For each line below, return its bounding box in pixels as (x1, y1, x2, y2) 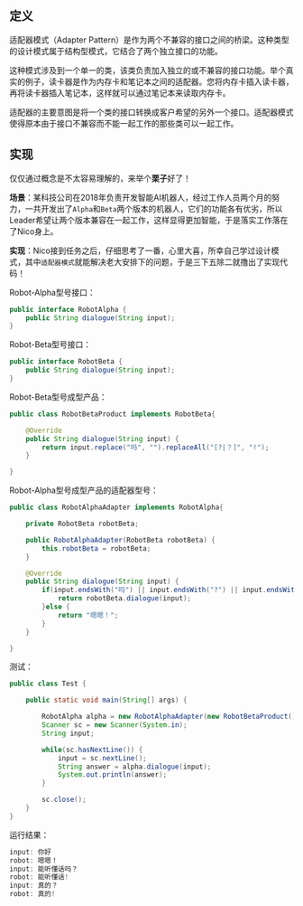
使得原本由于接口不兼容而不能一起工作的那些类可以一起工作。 (9, 118, 239, 128)
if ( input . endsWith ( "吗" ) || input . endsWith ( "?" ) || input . (41, 586, 267, 595)
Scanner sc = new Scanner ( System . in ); (41, 721, 188, 730)
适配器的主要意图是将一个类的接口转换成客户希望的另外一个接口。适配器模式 (9, 107, 294, 118)
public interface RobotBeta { (9, 357, 124, 366)
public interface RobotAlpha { (9, 305, 127, 314)
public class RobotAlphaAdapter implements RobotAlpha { (9, 503, 224, 513)
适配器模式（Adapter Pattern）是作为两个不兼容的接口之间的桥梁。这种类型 (9, 34, 290, 45)
